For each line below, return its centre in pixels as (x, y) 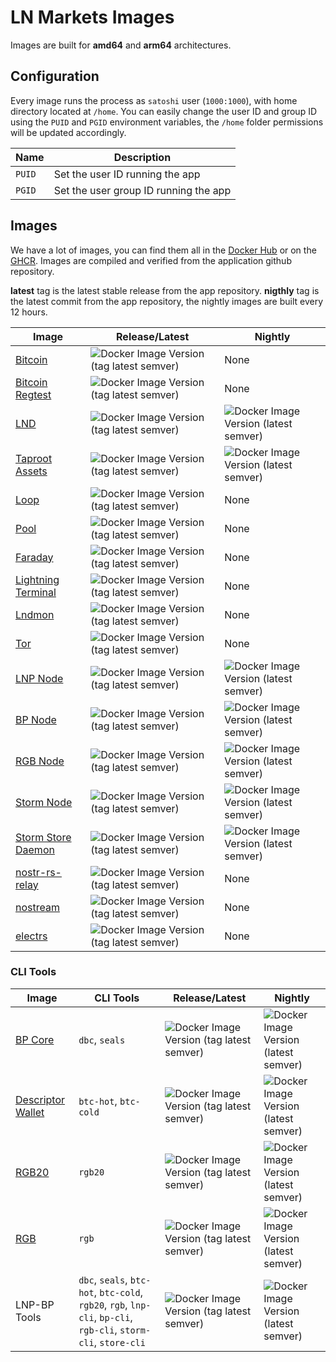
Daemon (35, 849)
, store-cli (119, 1342)
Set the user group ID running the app (142, 190)
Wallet (30, 1112)
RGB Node (40, 761)
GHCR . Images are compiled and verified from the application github (151, 260)
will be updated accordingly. (68, 132)
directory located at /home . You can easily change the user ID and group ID (163, 111)
